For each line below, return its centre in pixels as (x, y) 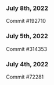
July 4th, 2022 (27, 64)
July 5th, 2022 (27, 36)
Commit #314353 (27, 49)
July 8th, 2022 (27, 8)
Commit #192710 (26, 21)
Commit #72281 (25, 77)
